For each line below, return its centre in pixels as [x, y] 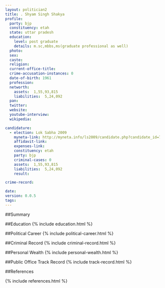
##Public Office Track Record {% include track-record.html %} [69, 262]
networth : [19, 87]
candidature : [18, 128]
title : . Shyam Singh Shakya [35, 14]
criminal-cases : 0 [33, 160]
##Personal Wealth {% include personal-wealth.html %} [62, 252]
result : [22, 174]
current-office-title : [33, 69]
